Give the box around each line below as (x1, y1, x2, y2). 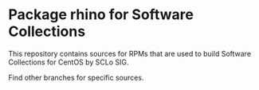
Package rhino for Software (8, 6, 194, 24)
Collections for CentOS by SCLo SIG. (8, 57, 129, 67)
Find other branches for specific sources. (8, 72, 144, 82)
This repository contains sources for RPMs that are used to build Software (8, 49, 252, 58)
